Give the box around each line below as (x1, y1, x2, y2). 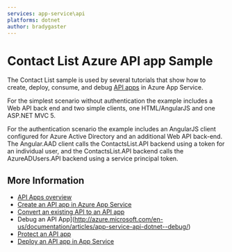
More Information (7, 174, 85, 186)
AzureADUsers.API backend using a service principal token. (7, 154, 179, 163)
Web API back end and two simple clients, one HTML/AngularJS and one (7, 104, 215, 112)
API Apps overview (17, 193, 72, 201)
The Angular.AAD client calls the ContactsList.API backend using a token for (7, 140, 225, 148)
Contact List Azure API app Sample (7, 53, 213, 69)
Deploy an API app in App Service (17, 237, 115, 246)
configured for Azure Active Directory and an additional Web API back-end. (7, 133, 223, 141)
